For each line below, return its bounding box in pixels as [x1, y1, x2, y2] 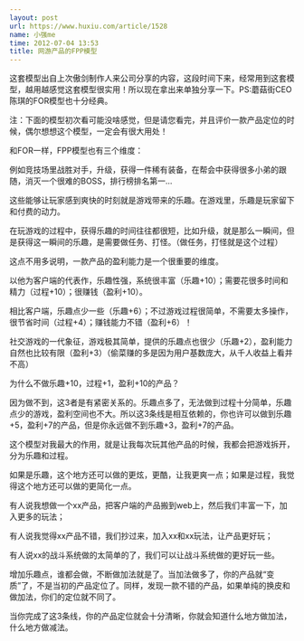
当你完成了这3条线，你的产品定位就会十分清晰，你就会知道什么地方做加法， [9, 611, 292, 622]
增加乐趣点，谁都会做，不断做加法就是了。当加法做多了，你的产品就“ [9, 569, 267, 580]
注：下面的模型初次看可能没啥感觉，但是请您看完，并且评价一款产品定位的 [9, 115, 287, 126]
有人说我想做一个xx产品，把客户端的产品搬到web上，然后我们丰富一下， [9, 500, 280, 511]
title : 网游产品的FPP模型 [9, 47, 98, 56]
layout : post [9, 13, 59, 23]
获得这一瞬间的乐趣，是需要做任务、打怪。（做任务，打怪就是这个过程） [16, 237, 283, 248]
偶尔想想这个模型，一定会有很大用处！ [24, 126, 168, 137]
